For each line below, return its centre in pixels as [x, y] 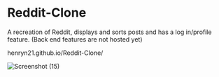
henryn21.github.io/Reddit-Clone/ [55, 53]
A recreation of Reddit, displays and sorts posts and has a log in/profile [109, 32]
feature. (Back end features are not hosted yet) [75, 39]
